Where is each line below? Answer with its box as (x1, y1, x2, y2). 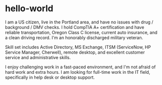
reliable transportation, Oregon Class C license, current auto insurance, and (5, 29, 158, 35)
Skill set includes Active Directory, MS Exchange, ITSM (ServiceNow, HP (5, 44, 151, 50)
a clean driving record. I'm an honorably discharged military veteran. (5, 35, 143, 41)
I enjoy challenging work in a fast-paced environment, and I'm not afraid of (5, 64, 156, 70)
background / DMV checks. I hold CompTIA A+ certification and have (5, 24, 144, 30)
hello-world (5, 3, 54, 14)
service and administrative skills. (5, 54, 71, 60)
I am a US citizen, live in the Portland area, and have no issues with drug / (5, 19, 153, 25)
